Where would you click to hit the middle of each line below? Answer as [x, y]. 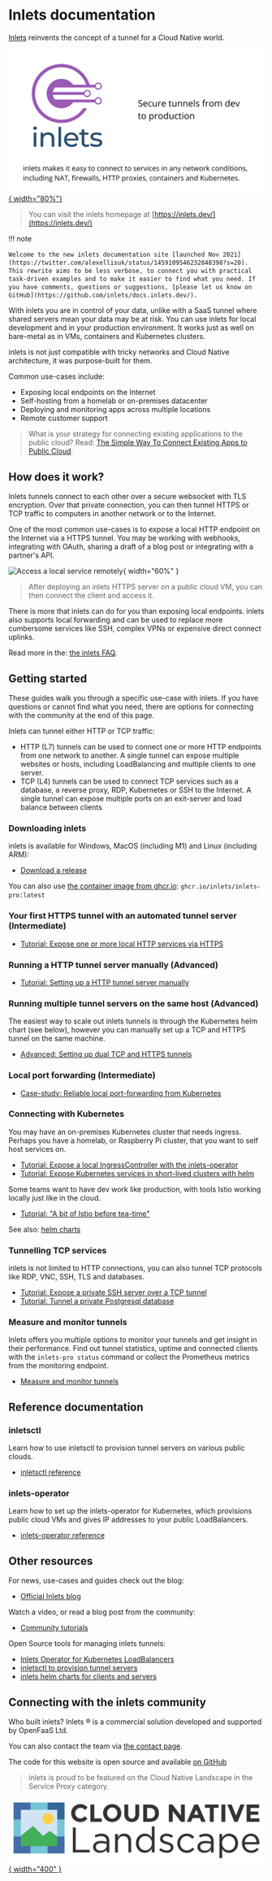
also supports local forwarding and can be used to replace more [116, 620]
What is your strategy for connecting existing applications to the [136, 434]
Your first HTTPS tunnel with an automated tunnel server [123, 916]
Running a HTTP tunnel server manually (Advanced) [114, 965]
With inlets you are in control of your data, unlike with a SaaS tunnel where [133, 311]
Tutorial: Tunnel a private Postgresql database [97, 1301]
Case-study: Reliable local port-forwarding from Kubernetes [121, 1093]
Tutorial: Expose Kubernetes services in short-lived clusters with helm [137, 1173]
